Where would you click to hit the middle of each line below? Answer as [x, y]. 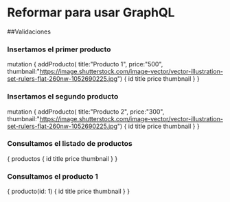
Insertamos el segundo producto [63, 97]
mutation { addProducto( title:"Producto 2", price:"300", [86, 112]
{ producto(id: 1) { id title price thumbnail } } [69, 191]
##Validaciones [29, 31]
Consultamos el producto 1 [53, 176]
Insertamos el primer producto [59, 49]
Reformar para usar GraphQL [91, 13]
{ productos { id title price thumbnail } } [62, 158]
